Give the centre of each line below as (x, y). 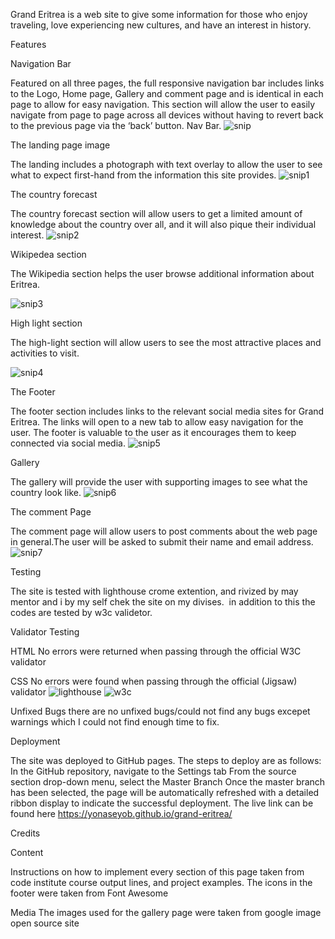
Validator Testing (45, 632)
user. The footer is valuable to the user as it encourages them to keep (153, 432)
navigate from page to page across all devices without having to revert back (167, 115)
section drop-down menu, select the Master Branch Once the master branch (168, 782)
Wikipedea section (48, 254)
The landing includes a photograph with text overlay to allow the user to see (166, 164)
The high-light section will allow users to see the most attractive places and (166, 342)
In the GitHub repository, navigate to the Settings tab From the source (153, 771)
